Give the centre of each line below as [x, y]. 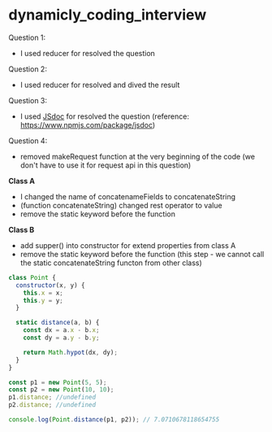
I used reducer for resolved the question [88, 53]
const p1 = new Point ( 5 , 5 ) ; [58, 382]
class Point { [32, 277]
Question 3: [28, 100]
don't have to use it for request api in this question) [106, 165]
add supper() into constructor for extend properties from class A [128, 245]
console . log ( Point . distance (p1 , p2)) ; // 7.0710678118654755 [114, 420]
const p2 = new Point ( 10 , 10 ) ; [61, 390]
